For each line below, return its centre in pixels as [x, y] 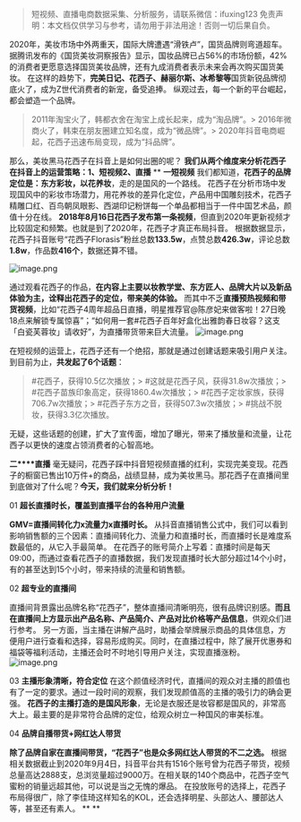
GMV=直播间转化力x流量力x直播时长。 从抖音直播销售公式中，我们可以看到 [149, 524]
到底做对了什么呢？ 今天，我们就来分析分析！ [92, 486]
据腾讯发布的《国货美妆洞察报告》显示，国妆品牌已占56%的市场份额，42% [149, 56]
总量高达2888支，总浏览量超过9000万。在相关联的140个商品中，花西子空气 [149, 775]
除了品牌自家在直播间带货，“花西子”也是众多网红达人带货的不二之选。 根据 [148, 753]
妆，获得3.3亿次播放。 [73, 415]
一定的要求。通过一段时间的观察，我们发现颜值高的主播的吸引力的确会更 [158, 692]
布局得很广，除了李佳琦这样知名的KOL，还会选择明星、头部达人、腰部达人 [146, 797]
